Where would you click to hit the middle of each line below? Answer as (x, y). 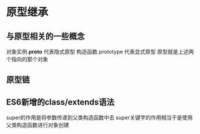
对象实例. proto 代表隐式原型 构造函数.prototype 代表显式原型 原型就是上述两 (100, 52)
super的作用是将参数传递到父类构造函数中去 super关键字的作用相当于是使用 (99, 118)
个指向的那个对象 (27, 59)
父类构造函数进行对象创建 (38, 125)
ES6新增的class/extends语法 (60, 102)
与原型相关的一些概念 (45, 36)
